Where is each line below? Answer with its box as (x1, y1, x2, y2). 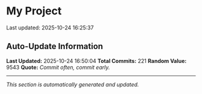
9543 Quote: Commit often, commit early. (6, 63, 110, 71)
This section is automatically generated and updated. (6, 81, 139, 88)
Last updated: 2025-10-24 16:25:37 (6, 24, 94, 31)
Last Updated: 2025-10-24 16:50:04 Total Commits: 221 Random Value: (6, 57, 187, 64)
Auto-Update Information (6, 41, 103, 51)
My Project (6, 4, 62, 18)
